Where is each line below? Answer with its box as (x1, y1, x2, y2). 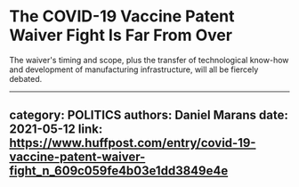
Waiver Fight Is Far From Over (9, 25, 233, 45)
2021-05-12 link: (9, 122, 103, 137)
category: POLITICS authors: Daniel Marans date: (9, 108, 289, 123)
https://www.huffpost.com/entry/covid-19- (9, 135, 256, 150)
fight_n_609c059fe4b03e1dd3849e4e (9, 163, 229, 179)
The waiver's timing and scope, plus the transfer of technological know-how (9, 54, 289, 65)
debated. (9, 73, 43, 84)
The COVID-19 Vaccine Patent (9, 6, 235, 27)
